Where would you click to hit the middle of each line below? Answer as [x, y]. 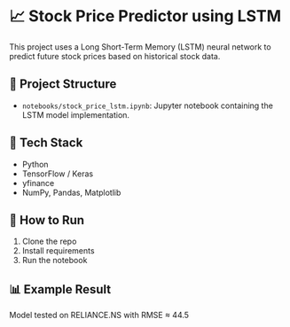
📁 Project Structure [63, 84]
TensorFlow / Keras [58, 174]
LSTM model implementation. [76, 114]
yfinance [38, 183]
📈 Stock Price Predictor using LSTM [145, 16]
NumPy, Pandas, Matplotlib [71, 192]
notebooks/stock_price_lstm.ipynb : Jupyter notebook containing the [147, 105]
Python [35, 164]
